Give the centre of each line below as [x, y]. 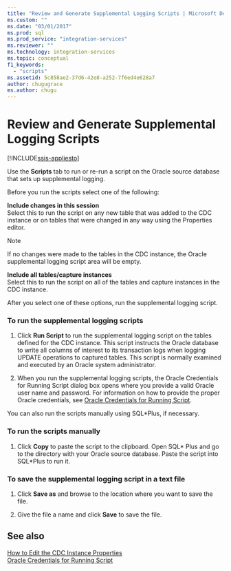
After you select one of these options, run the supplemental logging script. [112, 303]
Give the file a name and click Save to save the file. [89, 515]
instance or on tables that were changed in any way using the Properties [110, 220]
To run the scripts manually [54, 431]
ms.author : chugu [32, 90]
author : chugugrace [35, 84]
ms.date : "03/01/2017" [40, 26]
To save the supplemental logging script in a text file [96, 479]
